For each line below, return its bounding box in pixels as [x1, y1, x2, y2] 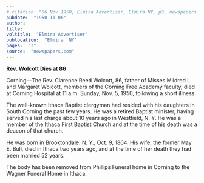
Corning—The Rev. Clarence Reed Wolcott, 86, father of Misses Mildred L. [6, 76, 192, 84]
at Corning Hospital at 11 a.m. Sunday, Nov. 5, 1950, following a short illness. [6, 89, 196, 97]
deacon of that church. [6, 127, 64, 134]
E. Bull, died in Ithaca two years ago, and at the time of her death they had [6, 145, 192, 152]
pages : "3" [6, 43, 36, 49]
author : [6, 20, 26, 26]
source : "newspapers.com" [6, 48, 75, 55]
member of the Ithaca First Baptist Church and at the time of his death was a [6, 121, 197, 128]
